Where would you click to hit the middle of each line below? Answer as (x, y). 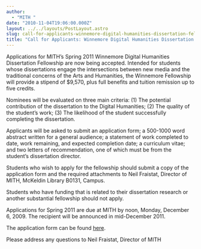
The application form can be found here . (56, 228)
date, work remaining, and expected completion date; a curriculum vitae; (96, 143)
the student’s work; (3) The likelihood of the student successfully (86, 113)
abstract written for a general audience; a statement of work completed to (97, 137)
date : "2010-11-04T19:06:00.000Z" (49, 23)
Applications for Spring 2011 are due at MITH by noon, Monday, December (98, 210)
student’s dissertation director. (44, 156)
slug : (13, 34)
